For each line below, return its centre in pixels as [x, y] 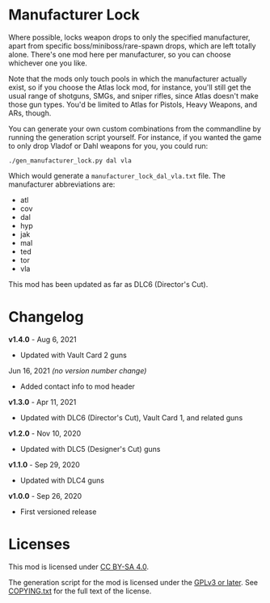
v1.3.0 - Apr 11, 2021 [42, 402]
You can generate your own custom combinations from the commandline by [135, 129]
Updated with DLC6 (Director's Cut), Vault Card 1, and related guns [131, 417]
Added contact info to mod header [78, 386]
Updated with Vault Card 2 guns [73, 355]
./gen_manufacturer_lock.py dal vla [70, 160]
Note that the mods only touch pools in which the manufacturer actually [128, 78]
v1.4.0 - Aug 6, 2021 [42, 339]
